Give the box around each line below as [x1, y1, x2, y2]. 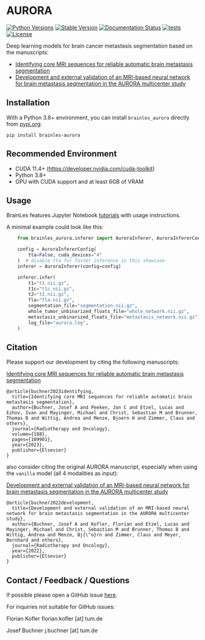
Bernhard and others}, [6, 538, 64, 544]
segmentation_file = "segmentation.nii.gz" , [28, 303, 138, 309]
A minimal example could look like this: [6, 223, 104, 231]
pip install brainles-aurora [6, 132, 81, 138]
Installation [6, 98, 50, 108]
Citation [6, 342, 38, 353]
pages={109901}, [12, 437, 53, 443]
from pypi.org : [6, 120, 43, 128]
